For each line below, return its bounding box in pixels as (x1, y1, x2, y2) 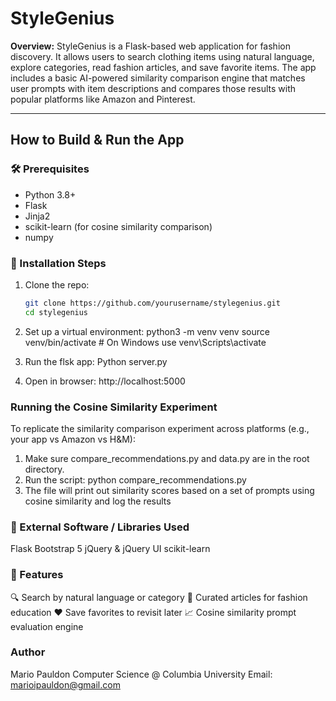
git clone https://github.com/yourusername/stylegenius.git (24, 298, 281, 308)
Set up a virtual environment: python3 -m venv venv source (24, 325, 270, 337)
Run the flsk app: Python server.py (24, 355, 168, 367)
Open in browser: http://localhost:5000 (24, 375, 186, 387)
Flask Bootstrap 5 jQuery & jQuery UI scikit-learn (10, 543, 211, 555)
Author (10, 645, 46, 659)
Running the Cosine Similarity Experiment (10, 400, 218, 414)
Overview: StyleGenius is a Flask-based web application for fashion (10, 40, 291, 52)
